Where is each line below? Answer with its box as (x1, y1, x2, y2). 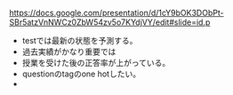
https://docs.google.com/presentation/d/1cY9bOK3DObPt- (9, 8, 224, 18)
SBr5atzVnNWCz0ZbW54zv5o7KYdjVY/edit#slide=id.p (9, 17, 211, 28)
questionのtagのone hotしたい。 (21, 68, 141, 79)
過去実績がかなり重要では (21, 46, 116, 57)
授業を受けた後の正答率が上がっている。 (21, 58, 171, 67)
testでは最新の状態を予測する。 (21, 36, 138, 45)
